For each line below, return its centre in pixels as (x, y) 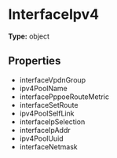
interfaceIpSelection (52, 121)
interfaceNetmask (49, 146)
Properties (35, 61)
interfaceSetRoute (49, 105)
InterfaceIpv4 (54, 15)
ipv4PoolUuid (42, 138)
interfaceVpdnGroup (53, 79)
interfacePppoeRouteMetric (64, 97)
